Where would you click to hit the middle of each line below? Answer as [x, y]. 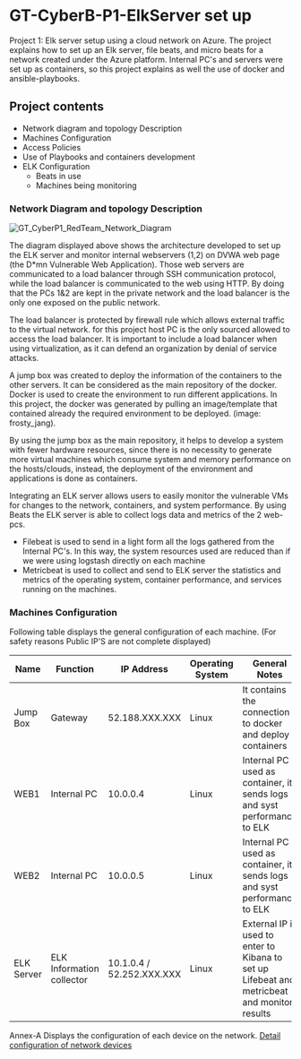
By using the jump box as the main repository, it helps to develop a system [146, 441]
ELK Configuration [56, 166]
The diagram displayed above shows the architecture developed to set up [145, 245]
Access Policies [52, 147]
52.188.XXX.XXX [145, 718]
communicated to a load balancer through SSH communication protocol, [143, 274]
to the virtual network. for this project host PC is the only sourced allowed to [150, 330]
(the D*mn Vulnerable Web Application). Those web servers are [127, 264]
